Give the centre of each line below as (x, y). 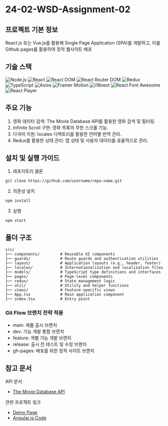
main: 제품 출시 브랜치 (35, 325)
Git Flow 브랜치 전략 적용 (34, 313)
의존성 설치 (24, 191)
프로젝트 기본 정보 (32, 29)
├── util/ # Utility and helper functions (67, 286)
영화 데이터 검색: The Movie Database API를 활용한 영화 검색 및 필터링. (84, 121)
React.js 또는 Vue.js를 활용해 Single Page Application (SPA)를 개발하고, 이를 (83, 43)
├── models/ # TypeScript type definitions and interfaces (83, 272)
